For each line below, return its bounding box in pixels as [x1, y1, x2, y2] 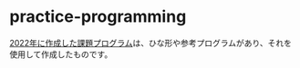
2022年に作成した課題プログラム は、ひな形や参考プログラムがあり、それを [9, 37, 293, 48]
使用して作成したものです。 [9, 48, 113, 60]
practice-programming [9, 6, 187, 27]
